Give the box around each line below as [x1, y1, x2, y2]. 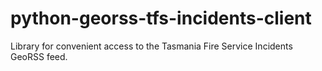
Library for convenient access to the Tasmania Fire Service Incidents [10, 40, 293, 52]
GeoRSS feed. [10, 50, 68, 62]
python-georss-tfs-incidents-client [10, 7, 312, 30]
